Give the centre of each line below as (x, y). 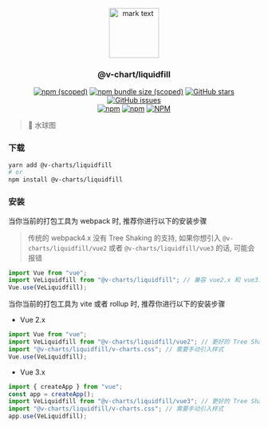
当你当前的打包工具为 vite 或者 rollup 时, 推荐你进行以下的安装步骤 (117, 304)
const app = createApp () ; (51, 394)
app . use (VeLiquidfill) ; (48, 416)
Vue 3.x (32, 372)
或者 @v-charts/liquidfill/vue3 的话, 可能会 (182, 248)
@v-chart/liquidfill (134, 74)
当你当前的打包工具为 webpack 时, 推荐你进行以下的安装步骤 (108, 220)
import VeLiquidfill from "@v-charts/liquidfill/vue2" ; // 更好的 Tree (128, 342)
